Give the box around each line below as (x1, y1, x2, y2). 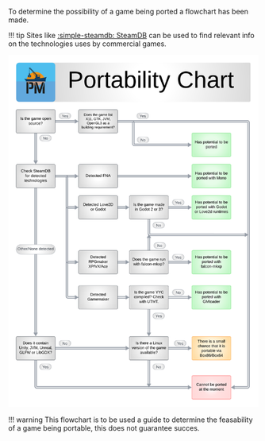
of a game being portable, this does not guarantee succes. (8, 423, 200, 432)
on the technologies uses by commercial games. (8, 39, 167, 48)
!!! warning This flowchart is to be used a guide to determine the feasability (8, 415, 253, 424)
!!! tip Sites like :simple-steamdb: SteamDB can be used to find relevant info (8, 31, 255, 40)
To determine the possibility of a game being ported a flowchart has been (8, 7, 248, 16)
